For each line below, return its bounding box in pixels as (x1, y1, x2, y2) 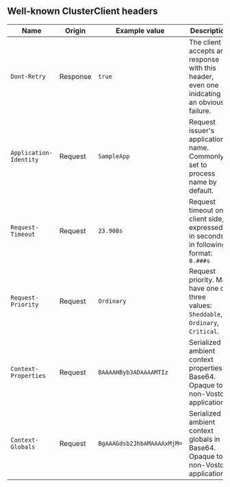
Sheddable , (189, 309, 223, 318)
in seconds (189, 231, 225, 241)
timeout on (189, 205, 224, 215)
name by (189, 177, 217, 187)
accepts (189, 46, 216, 56)
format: (189, 248, 212, 258)
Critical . (189, 326, 219, 335)
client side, (189, 214, 225, 224)
